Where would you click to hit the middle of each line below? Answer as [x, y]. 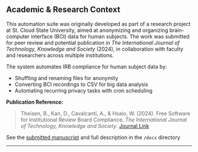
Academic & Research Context [63, 10]
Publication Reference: [35, 102]
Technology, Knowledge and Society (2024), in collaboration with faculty [95, 49]
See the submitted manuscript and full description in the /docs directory [93, 137]
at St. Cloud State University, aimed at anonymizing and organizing [87, 30]
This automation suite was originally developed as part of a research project [98, 24]
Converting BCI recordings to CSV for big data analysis [81, 84]
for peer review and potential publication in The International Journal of [93, 42]
